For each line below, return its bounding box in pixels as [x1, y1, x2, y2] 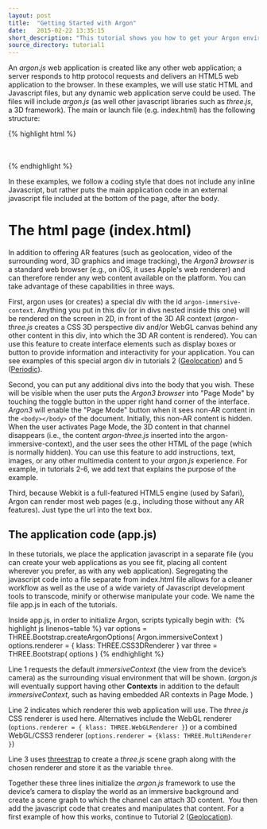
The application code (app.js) [8, 528, 157, 541]
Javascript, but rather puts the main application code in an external [8, 185, 228, 195]
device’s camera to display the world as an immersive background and [8, 786, 239, 796]
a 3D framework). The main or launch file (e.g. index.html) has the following [8, 105, 256, 115]
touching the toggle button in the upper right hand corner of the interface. [8, 397, 250, 406]
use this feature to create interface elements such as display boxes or [8, 339, 237, 349]
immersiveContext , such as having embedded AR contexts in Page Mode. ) [8, 689, 253, 699]
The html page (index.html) [8, 222, 192, 239]
